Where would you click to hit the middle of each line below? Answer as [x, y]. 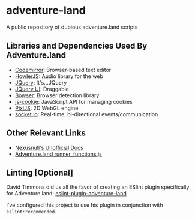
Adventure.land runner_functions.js [58, 154]
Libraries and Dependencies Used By [77, 46]
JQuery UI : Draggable [42, 89]
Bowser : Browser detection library [57, 95]
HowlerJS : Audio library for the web [59, 76]
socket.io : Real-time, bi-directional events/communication [86, 114]
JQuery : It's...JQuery [41, 82]
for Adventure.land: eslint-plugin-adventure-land [67, 194]
